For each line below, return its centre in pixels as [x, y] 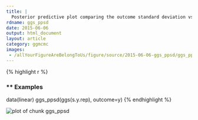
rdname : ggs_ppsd [27, 22]
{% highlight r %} [27, 71]
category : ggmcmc [27, 44]
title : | [17, 11]
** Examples [24, 87]
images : [16, 50]
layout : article [26, 39]
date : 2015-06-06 [27, 28]
